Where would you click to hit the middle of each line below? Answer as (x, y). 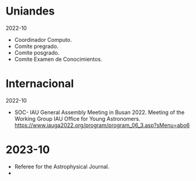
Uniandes (30, 11)
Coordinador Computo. (43, 39)
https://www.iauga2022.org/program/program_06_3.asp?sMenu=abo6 (102, 125)
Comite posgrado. (37, 52)
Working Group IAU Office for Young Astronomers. (77, 118)
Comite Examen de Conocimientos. (58, 59)
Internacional (40, 84)
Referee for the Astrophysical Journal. (62, 166)
